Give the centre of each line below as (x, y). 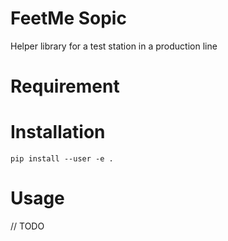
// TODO (27, 226)
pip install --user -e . (62, 159)
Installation (58, 132)
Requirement (65, 86)
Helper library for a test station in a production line (114, 46)
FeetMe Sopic (68, 18)
